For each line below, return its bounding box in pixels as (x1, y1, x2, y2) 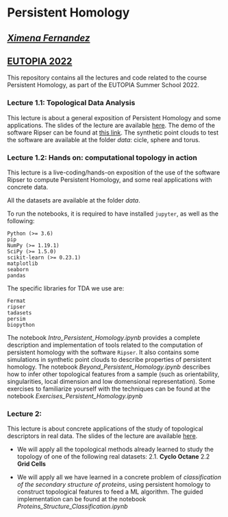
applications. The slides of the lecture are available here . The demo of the (7, 121, 216, 129)
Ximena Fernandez (7, 32, 90, 44)
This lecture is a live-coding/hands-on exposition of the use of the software (7, 168, 220, 176)
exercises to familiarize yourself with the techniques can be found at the (7, 384, 211, 393)
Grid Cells (16, 460, 47, 468)
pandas (7, 272, 26, 279)
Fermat (7, 297, 26, 304)
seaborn (7, 266, 29, 273)
